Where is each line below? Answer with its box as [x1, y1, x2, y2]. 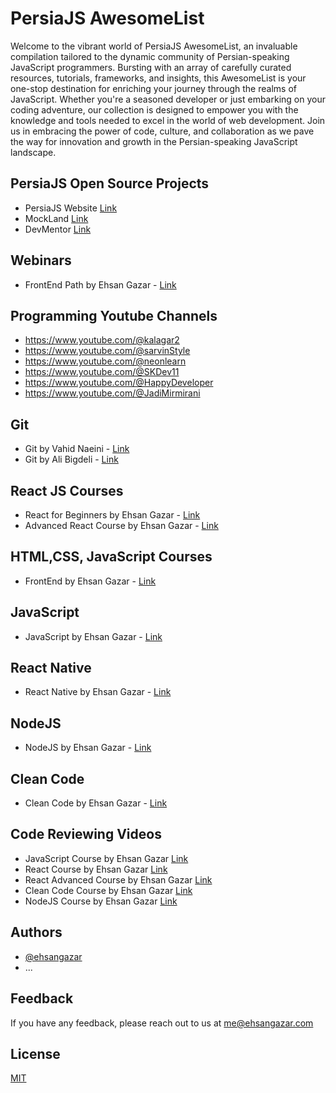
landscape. [10, 146, 57, 158]
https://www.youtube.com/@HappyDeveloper [24, 377, 214, 389]
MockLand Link [24, 212, 89, 224]
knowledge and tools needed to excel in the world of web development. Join [10, 114, 326, 126]
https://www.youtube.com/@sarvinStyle [24, 345, 191, 357]
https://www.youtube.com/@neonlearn [24, 355, 187, 367]
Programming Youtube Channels [10, 307, 218, 324]
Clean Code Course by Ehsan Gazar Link [24, 884, 193, 896]
